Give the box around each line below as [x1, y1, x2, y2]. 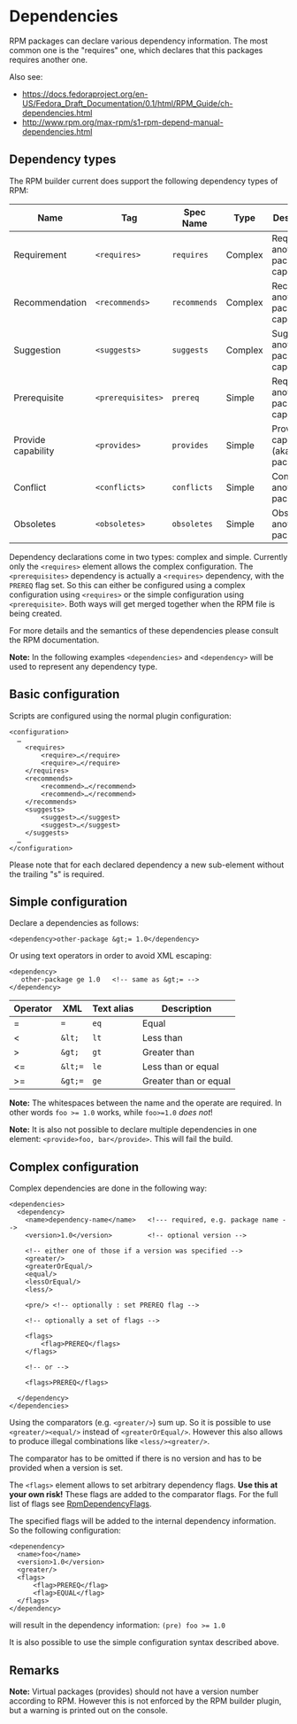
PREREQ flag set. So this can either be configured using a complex [9, 579, 246, 590]
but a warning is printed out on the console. [9, 1705, 168, 1715]
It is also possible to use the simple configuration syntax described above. [9, 1637, 279, 1648]
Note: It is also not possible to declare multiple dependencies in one [9, 1124, 257, 1135]
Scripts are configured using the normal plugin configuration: [9, 711, 232, 721]
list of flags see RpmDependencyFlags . [9, 1499, 152, 1510]
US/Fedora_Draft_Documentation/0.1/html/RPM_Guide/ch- [21, 97, 233, 108]
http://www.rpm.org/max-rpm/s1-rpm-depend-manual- [21, 117, 224, 128]
